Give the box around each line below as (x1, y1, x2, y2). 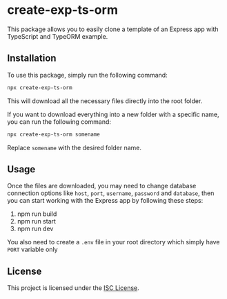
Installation (7, 53, 57, 64)
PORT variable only (7, 245, 58, 254)
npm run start (17, 217, 57, 226)
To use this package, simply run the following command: (7, 71, 168, 79)
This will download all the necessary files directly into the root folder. (7, 96, 203, 105)
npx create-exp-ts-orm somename (7, 131, 100, 138)
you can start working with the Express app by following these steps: (7, 197, 204, 205)
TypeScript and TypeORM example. (7, 32, 108, 40)
